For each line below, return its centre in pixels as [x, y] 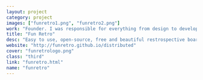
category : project [29, 17]
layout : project [27, 12]
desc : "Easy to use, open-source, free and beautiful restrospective [96, 40]
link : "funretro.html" [35, 62]
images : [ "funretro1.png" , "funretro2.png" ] [63, 23]
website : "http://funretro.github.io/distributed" [71, 46]
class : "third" [25, 57]
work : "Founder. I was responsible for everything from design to [92, 29]
